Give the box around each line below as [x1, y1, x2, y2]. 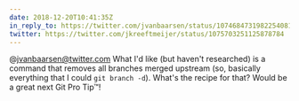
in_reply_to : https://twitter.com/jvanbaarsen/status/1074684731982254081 [9, 21, 293, 30]
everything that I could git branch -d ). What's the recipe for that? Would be [9, 73, 287, 83]
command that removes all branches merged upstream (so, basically [9, 63, 261, 74]
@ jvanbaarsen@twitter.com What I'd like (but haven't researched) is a [9, 54, 266, 65]
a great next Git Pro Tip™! [9, 82, 101, 93]
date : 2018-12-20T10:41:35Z [9, 12, 114, 22]
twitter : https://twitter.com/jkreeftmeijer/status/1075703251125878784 [9, 29, 285, 38]
